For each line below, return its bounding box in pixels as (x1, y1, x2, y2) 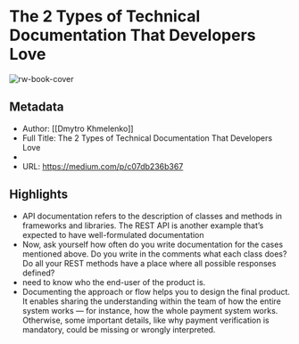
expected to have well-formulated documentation (21, 229, 204, 240)
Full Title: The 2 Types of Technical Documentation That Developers (21, 132, 273, 143)
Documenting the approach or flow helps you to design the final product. (21, 286, 290, 297)
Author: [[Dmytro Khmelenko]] (21, 123, 134, 134)
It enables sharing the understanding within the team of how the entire (21, 296, 281, 307)
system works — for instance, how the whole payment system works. (21, 305, 278, 315)
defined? (21, 267, 55, 278)
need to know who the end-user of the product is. (21, 276, 206, 287)
